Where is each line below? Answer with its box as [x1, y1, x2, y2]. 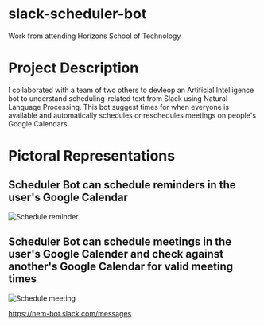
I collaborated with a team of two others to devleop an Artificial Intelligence [8, 85, 254, 95]
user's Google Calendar [8, 191, 129, 204]
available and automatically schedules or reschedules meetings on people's [8, 111, 257, 120]
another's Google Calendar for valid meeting [8, 260, 234, 274]
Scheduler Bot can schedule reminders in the [8, 178, 236, 192]
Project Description [8, 59, 139, 77]
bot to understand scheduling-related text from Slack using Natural [8, 93, 228, 103]
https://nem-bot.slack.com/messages [8, 309, 132, 318]
